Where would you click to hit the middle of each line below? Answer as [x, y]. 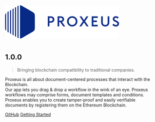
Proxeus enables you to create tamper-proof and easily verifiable [70, 100]
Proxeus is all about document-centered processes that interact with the [77, 79]
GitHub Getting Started [28, 114]
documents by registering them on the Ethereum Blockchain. [66, 105]
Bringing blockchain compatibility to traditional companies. [76, 70]
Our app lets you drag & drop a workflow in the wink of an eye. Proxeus [77, 90]
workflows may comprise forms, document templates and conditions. [75, 94]
